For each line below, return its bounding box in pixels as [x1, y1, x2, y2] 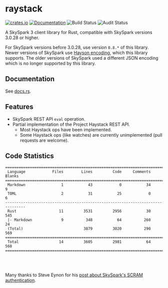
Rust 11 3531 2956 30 [7, 209, 151, 214]
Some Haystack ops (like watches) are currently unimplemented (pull [19, 132, 162, 138]
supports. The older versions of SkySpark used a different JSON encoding [5, 55, 158, 61]
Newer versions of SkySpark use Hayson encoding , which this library [5, 50, 148, 56]
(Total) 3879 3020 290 [7, 226, 151, 231]
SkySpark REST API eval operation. [12, 116, 86, 122]
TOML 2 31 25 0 [7, 191, 151, 196]
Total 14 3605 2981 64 [7, 239, 151, 244]
